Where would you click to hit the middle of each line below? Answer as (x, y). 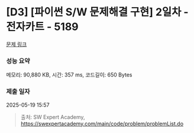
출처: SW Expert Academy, (53, 117)
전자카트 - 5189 (42, 27)
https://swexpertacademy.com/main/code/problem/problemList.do (102, 124)
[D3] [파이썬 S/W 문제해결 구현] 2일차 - (97, 12)
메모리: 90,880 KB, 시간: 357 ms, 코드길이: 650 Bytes (69, 75)
